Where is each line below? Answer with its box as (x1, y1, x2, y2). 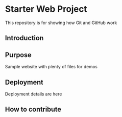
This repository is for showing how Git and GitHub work (5, 20, 117, 26)
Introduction (5, 34, 44, 42)
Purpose (5, 51, 32, 59)
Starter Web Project (5, 3, 87, 15)
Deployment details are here (5, 91, 62, 97)
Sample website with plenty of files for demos (5, 64, 98, 70)
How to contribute (5, 105, 62, 114)
